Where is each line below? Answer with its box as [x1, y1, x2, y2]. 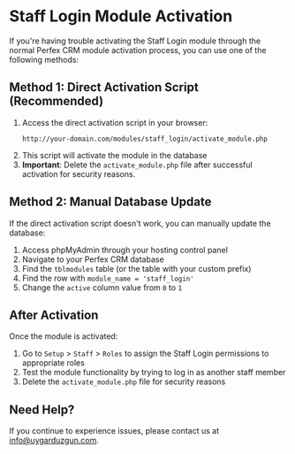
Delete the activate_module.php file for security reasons [21, 376, 226, 387]
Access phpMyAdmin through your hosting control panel [21, 244, 228, 255]
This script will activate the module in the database [21, 150, 208, 160]
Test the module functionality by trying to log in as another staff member [21, 367, 286, 378]
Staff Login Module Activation [9, 6, 233, 27]
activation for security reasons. [21, 168, 136, 179]
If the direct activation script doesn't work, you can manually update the [9, 218, 271, 228]
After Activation [9, 307, 99, 322]
